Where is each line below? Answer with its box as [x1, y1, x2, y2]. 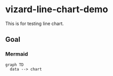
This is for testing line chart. [5, 20, 64, 27]
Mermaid [5, 50, 28, 58]
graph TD [5, 62, 24, 67]
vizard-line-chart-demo [5, 4, 108, 15]
